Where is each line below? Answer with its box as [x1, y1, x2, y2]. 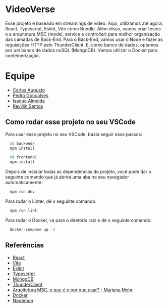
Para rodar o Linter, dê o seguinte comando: [5, 198, 97, 204]
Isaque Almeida [12, 98, 45, 104]
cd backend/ [10, 141, 35, 146]
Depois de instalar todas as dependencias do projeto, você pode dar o [5, 168, 151, 175]
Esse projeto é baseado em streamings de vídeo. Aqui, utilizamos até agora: [5, 20, 163, 26]
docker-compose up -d [10, 227, 55, 232]
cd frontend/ [10, 155, 37, 160]
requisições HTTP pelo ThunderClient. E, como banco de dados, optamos [5, 41, 159, 48]
